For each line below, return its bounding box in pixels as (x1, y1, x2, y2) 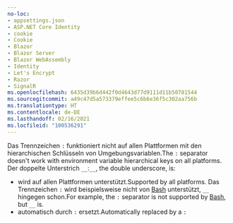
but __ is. (17, 200, 44, 208)
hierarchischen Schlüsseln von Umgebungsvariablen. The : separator (7, 149, 208, 157)
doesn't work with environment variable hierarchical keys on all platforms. (7, 156, 222, 164)
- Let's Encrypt (7, 69, 55, 76)
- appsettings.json (7, 17, 65, 24)
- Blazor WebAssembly (7, 56, 71, 64)
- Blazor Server (7, 50, 55, 57)
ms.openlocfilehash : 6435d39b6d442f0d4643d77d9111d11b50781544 (7, 89, 198, 96)
